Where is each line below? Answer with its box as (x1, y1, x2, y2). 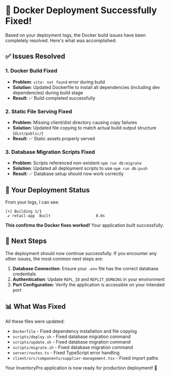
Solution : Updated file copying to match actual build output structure (12, 124, 157, 131)
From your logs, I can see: (5, 199, 60, 205)
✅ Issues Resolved (5, 52, 66, 61)
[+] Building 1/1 (5, 209, 42, 214)
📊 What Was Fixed (5, 302, 66, 311)
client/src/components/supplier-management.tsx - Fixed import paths (12, 355, 158, 361)
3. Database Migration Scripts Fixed (5, 148, 95, 155)
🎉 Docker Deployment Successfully (5, 5, 157, 16)
